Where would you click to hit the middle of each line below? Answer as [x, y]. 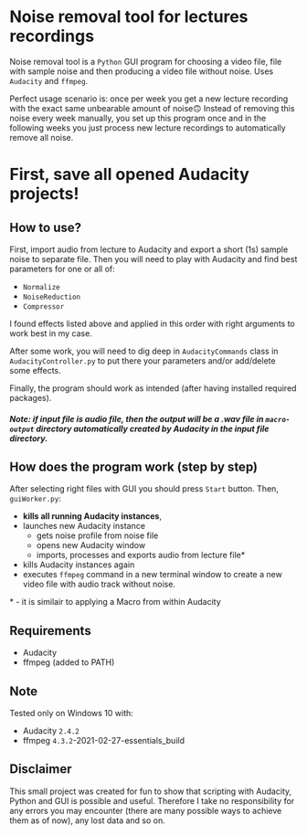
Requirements [50, 631]
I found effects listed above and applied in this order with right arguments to [152, 323]
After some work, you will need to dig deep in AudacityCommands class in [144, 351]
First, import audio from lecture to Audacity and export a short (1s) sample [149, 249]
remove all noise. [42, 137]
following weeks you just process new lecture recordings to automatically [148, 127]
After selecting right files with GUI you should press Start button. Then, [144, 489]
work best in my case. [51, 333]
